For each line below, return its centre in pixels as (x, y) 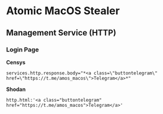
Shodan (16, 89)
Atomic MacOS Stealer (63, 11)
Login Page (23, 50)
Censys (16, 62)
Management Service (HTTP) (61, 33)
